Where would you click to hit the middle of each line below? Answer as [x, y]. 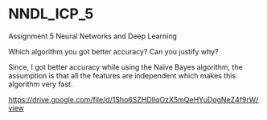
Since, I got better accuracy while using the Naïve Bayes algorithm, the [125, 67]
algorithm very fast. [41, 84]
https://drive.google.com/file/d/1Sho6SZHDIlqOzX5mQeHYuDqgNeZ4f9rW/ [133, 99]
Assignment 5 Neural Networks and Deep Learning [92, 36]
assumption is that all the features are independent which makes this [122, 75]
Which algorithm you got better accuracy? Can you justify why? [113, 51]
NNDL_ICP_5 [51, 14]
